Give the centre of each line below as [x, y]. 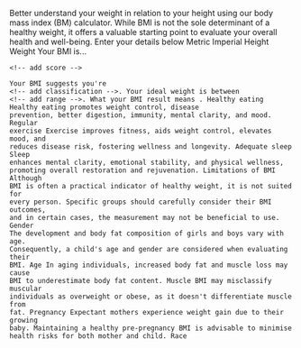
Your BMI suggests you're [58, 84]
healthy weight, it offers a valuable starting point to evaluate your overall [143, 32]
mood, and [28, 139]
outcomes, [28, 210]
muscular [26, 288]
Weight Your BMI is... [48, 51]
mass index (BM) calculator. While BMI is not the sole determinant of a [140, 23]
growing [24, 320]
